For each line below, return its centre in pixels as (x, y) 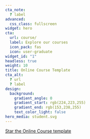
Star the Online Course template (38, 131)
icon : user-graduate (31, 51)
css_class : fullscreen (33, 24)
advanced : (15, 19)
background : (22, 93)
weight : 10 (16, 65)
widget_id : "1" (21, 56)
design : (13, 89)
